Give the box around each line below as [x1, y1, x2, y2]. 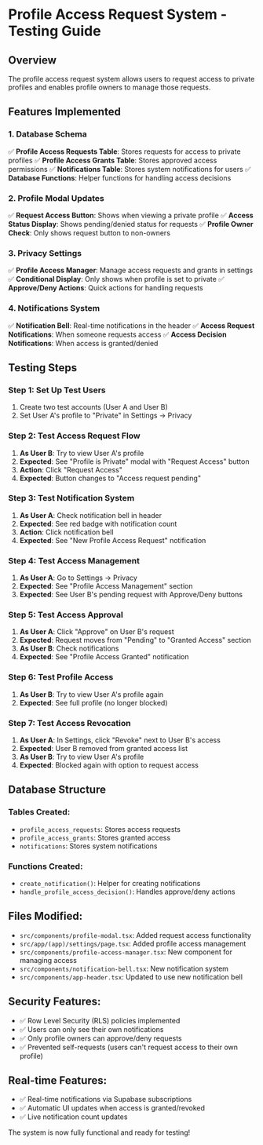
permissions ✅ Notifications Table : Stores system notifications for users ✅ [8, 164, 251, 173]
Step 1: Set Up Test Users [8, 385, 106, 396]
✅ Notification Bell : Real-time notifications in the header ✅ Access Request [8, 320, 255, 330]
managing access [19, 955, 77, 964]
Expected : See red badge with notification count [19, 519, 177, 528]
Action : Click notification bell [19, 527, 114, 537]
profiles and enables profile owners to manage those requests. [8, 82, 211, 92]
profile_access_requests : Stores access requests [19, 824, 181, 833]
